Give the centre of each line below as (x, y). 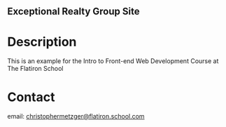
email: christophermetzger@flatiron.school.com (76, 116)
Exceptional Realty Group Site (73, 12)
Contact (31, 97)
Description (42, 42)
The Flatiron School (35, 69)
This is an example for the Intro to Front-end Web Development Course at (113, 61)
